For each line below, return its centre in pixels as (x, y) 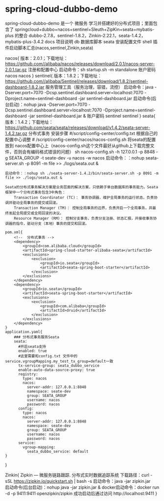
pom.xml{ (14, 232)
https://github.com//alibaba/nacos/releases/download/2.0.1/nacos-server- (80, 64)
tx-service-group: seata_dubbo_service (59, 366)
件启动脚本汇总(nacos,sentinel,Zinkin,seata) (49, 48)
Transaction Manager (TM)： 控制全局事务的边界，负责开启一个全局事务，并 (83, 208)
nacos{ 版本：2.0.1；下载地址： (37, 58)
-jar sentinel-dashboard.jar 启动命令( (115, 98)
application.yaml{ (24, 332)
